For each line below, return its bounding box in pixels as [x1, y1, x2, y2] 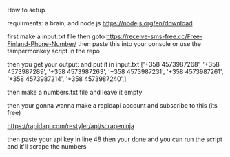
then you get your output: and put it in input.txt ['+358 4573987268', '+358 [7, 60, 220, 68]
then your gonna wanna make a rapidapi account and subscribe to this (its [7, 101, 218, 109]
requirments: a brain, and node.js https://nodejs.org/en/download [7, 19, 193, 27]
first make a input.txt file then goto [7, 32, 105, 40]
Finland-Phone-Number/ [7, 40, 77, 47]
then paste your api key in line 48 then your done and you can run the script [7, 135, 222, 143]
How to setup [7, 6, 45, 14]
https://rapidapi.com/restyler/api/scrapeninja [7, 122, 134, 130]
